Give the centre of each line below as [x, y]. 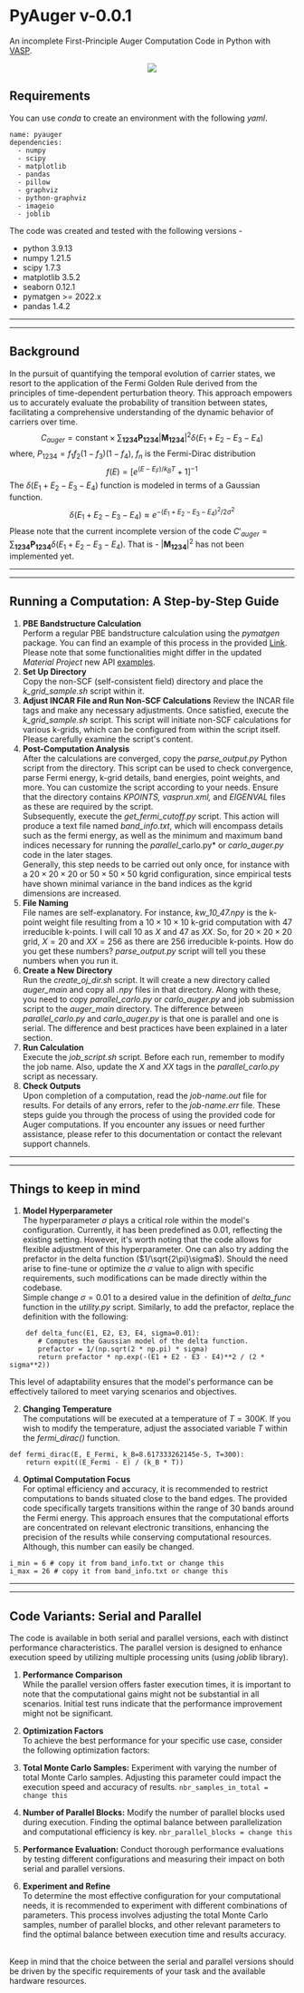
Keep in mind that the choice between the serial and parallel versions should [152, 1962]
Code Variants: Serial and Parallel [105, 1616]
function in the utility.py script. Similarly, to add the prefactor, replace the [158, 1308]
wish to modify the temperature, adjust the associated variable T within [155, 1428]
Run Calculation [53, 1047]
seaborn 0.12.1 [49, 287]
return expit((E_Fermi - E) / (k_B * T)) [104, 1463]
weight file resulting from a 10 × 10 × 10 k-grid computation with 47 [168, 922]
